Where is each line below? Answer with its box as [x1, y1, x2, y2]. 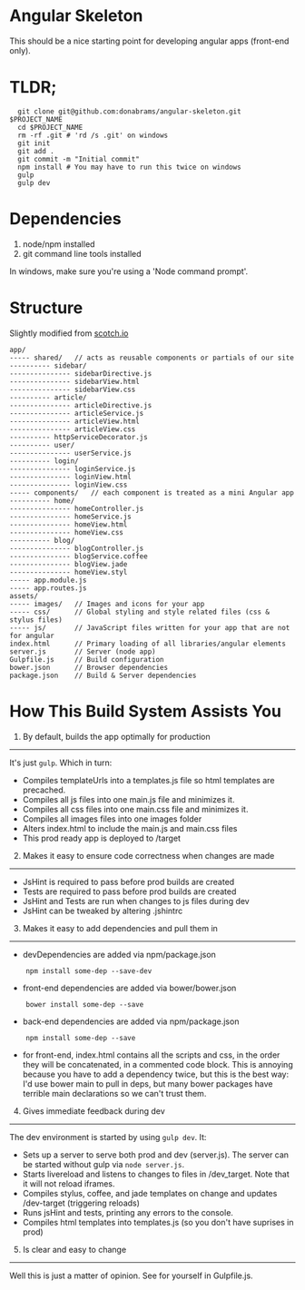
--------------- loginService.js [9, 464, 136, 473]
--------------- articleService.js [9, 409, 144, 418]
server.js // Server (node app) [9, 646, 156, 656]
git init [17, 138, 51, 148]
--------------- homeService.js [9, 512, 132, 521]
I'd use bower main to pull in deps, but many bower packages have [22, 1078, 273, 1089]
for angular [9, 631, 54, 640]
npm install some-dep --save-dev [25, 966, 152, 976]
